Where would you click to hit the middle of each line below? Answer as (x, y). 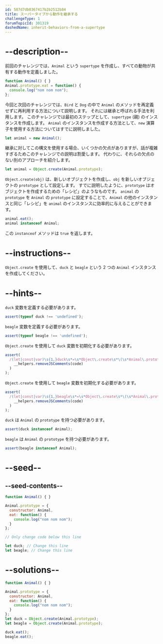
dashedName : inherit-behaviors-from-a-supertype (55, 28)
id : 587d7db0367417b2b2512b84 (36, 9)
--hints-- (24, 294)
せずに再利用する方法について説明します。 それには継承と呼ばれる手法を (78, 110)
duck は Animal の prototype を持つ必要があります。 (56, 420)
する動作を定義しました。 (35, 72)
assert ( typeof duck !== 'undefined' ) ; (44, 317)
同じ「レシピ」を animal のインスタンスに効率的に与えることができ (81, 204)
